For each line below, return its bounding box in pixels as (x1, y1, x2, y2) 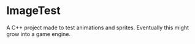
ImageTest (6, 4, 61, 18)
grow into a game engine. (6, 30, 71, 37)
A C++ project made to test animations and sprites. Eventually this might (6, 24, 189, 31)
